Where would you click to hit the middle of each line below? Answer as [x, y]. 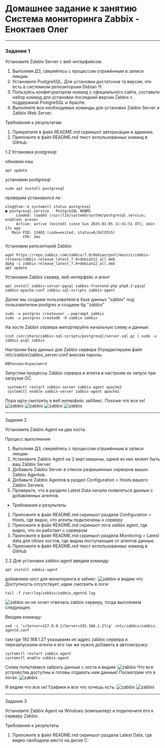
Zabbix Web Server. [32, 113]
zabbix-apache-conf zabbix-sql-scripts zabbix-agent [60, 291]
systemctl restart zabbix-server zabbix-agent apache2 [64, 387]
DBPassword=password [26, 364]
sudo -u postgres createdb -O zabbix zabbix [51, 318]
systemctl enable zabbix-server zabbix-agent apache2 [63, 391]
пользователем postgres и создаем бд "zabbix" [55, 305]
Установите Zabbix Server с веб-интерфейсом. [54, 61]
